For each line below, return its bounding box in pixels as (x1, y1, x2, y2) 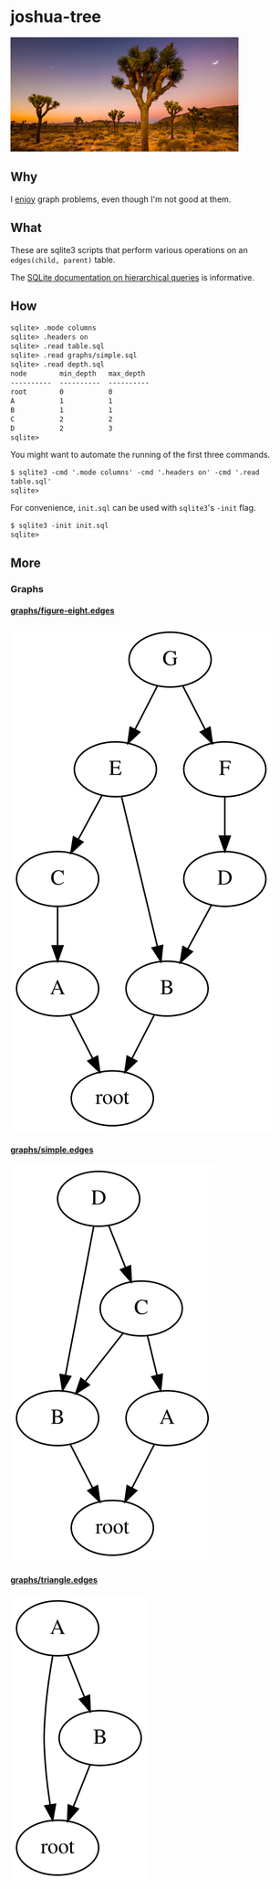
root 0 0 (10, 387, 113, 397)
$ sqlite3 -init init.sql (10, 521, 109, 531)
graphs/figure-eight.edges (10, 605, 115, 616)
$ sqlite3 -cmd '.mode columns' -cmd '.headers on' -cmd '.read (10, 468, 260, 477)
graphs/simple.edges (10, 1144, 94, 1155)
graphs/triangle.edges (10, 1574, 99, 1585)
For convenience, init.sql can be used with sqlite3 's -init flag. (10, 503, 256, 514)
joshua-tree (10, 6, 101, 27)
